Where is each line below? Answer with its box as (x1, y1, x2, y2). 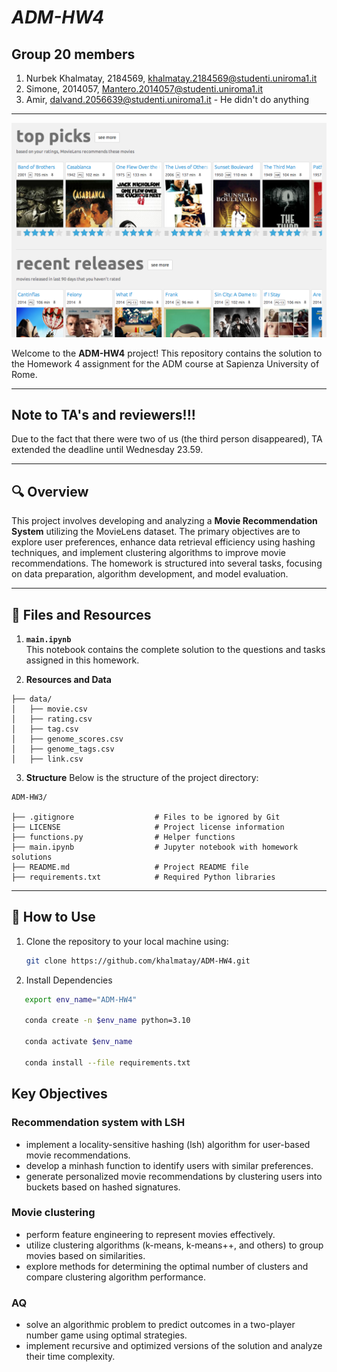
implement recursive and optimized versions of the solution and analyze (25, 1340, 323, 1352)
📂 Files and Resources (11, 606, 152, 623)
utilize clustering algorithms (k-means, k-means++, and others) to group (25, 1239, 324, 1251)
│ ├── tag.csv (11, 724, 79, 734)
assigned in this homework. (25, 654, 140, 666)
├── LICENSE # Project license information (11, 822, 285, 832)
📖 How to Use (11, 909, 96, 926)
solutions (11, 852, 53, 862)
